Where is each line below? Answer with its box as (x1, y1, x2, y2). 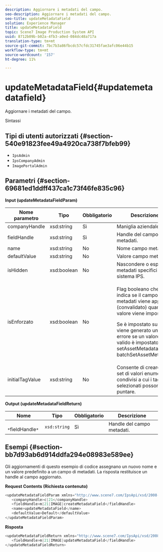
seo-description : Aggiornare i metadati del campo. (5, 12, 112, 17)
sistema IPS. (116, 273, 145, 279)
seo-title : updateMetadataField (5, 16, 70, 21)
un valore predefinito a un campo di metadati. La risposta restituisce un (5, 468, 147, 474)
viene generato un (116, 327, 159, 333)
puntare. (116, 388, 136, 395)
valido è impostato (116, 339, 159, 345)
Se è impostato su (116, 321, 158, 328)
